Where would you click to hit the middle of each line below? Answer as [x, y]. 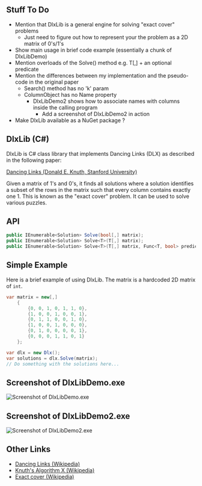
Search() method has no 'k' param [66, 88]
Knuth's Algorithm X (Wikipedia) [55, 470]
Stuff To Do [28, 10]
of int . [14, 286]
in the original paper [54, 82]
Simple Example [37, 265]
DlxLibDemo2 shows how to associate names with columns [106, 101]
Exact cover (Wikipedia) [44, 476]
